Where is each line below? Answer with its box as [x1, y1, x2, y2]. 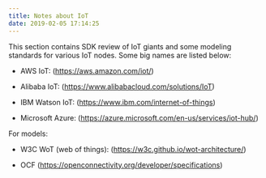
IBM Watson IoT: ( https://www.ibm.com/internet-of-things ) [19, 97, 217, 107]
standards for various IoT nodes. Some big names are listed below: [8, 50, 232, 60]
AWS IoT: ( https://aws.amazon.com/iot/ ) [19, 66, 154, 75]
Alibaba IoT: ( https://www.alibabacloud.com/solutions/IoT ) [19, 82, 215, 91]
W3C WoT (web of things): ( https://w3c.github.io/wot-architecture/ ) [19, 144, 247, 154]
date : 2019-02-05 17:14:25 [8, 19, 100, 28]
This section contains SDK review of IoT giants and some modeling [8, 41, 232, 51]
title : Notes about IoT [8, 11, 89, 20]
